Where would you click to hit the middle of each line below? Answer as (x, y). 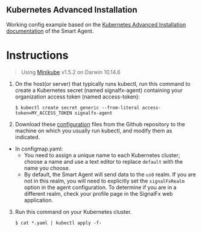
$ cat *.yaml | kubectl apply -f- (58, 223)
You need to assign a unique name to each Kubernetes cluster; (102, 155)
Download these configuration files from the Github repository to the (100, 124)
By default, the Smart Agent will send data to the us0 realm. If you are (110, 174)
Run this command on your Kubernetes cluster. (73, 211)
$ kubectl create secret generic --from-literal (77, 108)
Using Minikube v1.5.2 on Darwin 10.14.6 (71, 72)
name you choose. (47, 168)
